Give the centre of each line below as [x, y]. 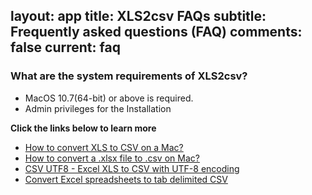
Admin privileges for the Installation [98, 108]
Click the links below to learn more [83, 128]
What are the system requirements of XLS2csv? [129, 76]
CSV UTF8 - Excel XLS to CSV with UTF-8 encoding [132, 168]
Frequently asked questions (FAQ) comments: [156, 32]
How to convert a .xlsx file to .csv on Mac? [112, 158]
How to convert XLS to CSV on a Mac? [104, 147]
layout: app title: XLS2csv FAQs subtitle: [138, 16]
